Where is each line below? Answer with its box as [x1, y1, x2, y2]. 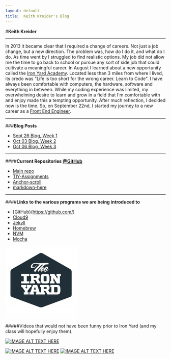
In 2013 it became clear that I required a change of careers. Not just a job [5, 43, 159, 49]
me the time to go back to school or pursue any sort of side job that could [5, 59, 160, 65]
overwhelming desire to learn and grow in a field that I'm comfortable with [5, 92, 160, 98]
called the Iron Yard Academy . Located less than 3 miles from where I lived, [5, 70, 163, 76]
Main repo [12, 168, 35, 174]
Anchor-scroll [12, 178, 42, 185]
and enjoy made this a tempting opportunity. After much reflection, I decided [5, 97, 166, 103]
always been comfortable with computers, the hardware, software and [5, 81, 153, 87]
